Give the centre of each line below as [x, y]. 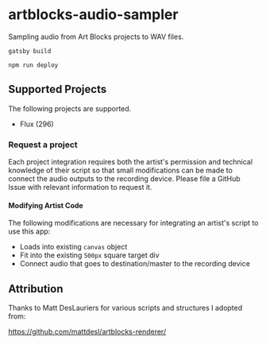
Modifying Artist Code [46, 205]
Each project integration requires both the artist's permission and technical [130, 162]
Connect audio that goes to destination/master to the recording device [135, 264]
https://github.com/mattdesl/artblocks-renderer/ [87, 332]
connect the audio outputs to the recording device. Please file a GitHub [124, 179]
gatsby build [30, 51]
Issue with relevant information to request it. [80, 187]
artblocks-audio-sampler [93, 15]
